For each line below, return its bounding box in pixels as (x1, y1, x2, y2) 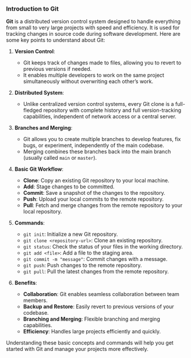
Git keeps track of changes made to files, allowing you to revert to (23, 59, 182, 66)
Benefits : (14, 280, 37, 287)
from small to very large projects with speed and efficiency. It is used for (6, 24, 180, 31)
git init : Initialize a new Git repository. (23, 230, 118, 238)
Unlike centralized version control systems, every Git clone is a (23, 101, 174, 108)
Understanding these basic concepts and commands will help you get (6, 339, 174, 346)
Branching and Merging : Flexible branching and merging (23, 315, 160, 323)
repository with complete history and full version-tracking (43, 107, 182, 114)
